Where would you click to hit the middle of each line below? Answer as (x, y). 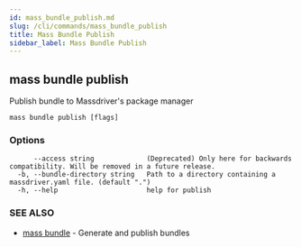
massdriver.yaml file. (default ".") (80, 183)
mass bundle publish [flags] (64, 118)
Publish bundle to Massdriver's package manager (101, 101)
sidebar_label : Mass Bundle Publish (78, 43)
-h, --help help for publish (114, 190)
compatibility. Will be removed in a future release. (113, 167)
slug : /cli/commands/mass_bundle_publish (88, 26)
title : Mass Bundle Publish (62, 34)
